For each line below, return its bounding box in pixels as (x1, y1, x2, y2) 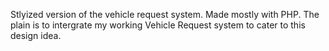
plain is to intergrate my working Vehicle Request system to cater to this (10, 19, 306, 31)
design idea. (10, 30, 62, 41)
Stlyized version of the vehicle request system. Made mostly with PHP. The (10, 9, 320, 20)
